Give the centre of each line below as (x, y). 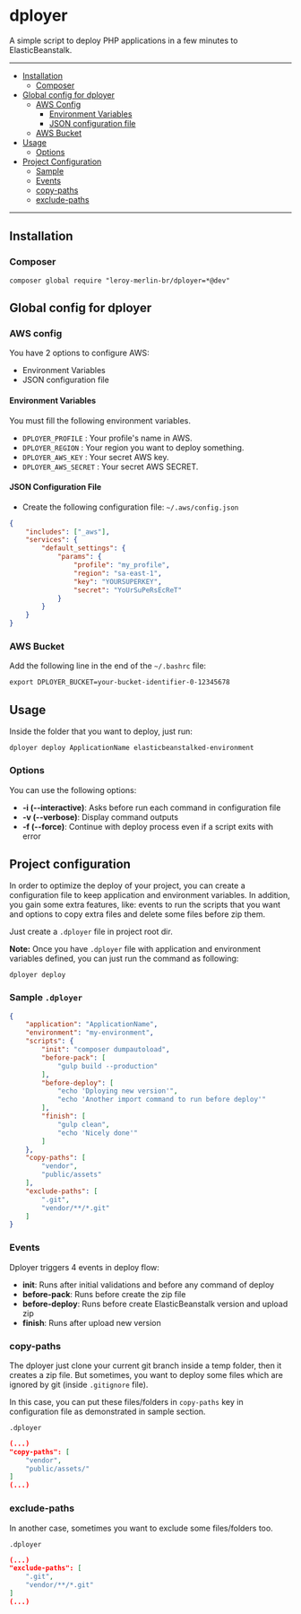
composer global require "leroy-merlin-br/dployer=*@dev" (120, 280)
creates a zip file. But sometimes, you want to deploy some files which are (146, 1374)
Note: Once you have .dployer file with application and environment (135, 949)
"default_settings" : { (84, 548)
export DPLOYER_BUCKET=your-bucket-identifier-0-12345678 (120, 683)
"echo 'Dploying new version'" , (117, 1091)
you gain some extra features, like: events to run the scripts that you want (145, 905)
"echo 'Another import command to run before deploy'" (162, 1100)
